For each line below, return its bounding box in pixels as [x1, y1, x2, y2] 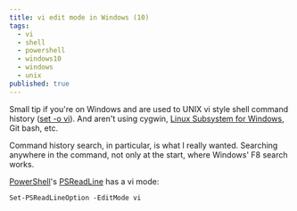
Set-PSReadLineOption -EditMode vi [9, 193, 142, 202]
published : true [9, 79, 70, 88]
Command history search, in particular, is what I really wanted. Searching [9, 140, 278, 150]
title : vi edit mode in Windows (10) [9, 12, 150, 22]
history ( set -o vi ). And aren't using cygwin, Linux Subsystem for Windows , [9, 113, 285, 124]
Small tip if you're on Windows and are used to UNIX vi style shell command [9, 103, 288, 114]
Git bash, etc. [9, 122, 59, 134]
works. [9, 158, 35, 169]
